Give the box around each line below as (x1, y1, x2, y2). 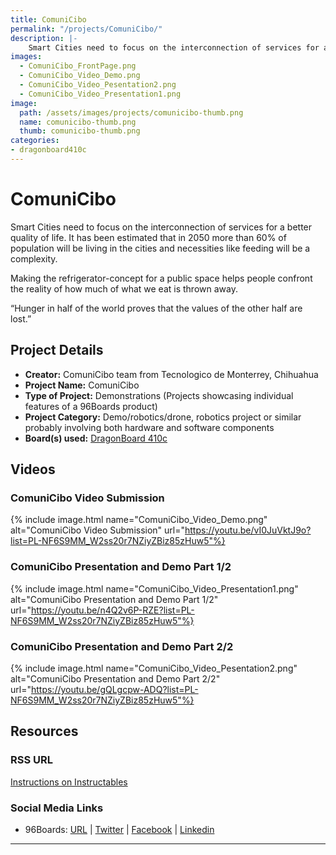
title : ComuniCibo (10, 14, 87, 25)
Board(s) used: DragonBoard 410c (24, 432, 168, 444)
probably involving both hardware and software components (24, 421, 275, 433)
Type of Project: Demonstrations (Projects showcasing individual (24, 389, 294, 401)
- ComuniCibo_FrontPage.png (19, 61, 137, 71)
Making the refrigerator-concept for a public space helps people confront (10, 272, 313, 284)
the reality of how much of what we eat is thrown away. (10, 282, 238, 295)
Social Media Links (10, 801, 104, 815)
